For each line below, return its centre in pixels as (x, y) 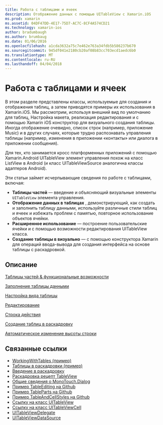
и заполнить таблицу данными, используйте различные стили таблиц (84, 208)
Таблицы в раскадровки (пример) (47, 366)
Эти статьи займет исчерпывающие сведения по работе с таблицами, (78, 178)
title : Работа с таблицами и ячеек (41, 10)
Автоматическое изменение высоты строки (51, 333)
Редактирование (22, 305)
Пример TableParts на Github (42, 392)
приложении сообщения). (32, 143)
